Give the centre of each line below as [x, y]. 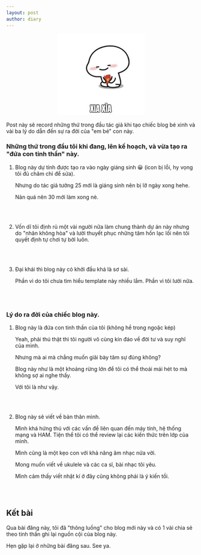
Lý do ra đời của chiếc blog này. [53, 314]
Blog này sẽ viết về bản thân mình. [58, 417]
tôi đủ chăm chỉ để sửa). [45, 173]
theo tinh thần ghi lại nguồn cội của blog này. [62, 534]
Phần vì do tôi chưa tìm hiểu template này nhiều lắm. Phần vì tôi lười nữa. [104, 281]
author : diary [24, 19]
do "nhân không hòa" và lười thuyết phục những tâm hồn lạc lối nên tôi [102, 233]
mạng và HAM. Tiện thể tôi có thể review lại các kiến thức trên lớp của [102, 435]
